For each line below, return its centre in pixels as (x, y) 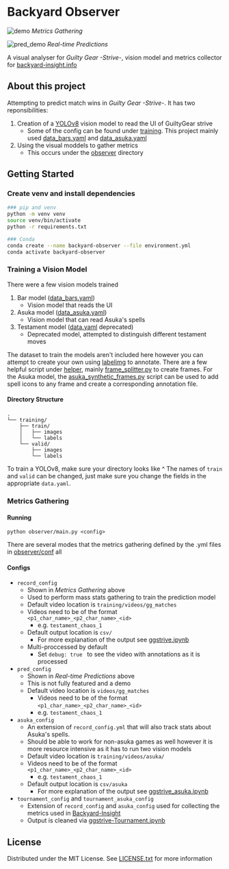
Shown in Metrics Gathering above (76, 590)
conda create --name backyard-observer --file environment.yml (99, 245)
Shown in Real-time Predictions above (81, 676)
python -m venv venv (37, 214)
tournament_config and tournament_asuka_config (85, 798)
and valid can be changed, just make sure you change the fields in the (107, 476)
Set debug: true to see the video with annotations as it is (119, 654)
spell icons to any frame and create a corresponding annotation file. (103, 384)
